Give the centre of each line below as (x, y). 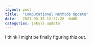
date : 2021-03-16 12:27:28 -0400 (41, 19)
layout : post (18, 10)
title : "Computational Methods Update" (47, 14)
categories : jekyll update (33, 23)
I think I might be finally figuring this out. (46, 37)
